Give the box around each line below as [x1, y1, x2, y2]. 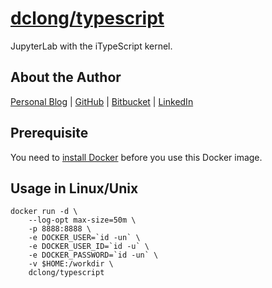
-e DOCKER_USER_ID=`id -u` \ [28, 242, 150, 252]
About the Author [10, 69, 122, 86]
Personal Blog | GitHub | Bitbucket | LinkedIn [10, 95, 194, 107]
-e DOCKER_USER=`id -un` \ [28, 233, 141, 243]
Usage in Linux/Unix [10, 180, 139, 197]
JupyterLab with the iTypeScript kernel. [10, 40, 173, 52]
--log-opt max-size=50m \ [28, 215, 137, 226]
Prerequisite [10, 125, 89, 142]
